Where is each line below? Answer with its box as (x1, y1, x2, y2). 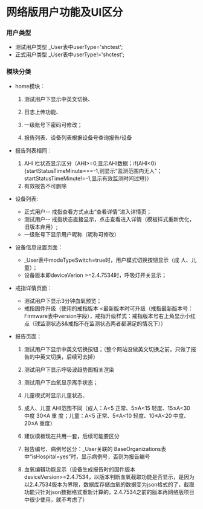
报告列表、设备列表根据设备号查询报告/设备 (24, 134, 132, 141)
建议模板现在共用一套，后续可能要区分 (24, 432, 120, 439)
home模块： (14, 82, 45, 89)
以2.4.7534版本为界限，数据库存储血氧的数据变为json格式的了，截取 (24, 481, 195, 488)
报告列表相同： (14, 146, 53, 154)
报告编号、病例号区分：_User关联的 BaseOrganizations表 (24, 445, 167, 452)
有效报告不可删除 (24, 182, 67, 189)
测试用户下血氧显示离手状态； (24, 378, 98, 386)
